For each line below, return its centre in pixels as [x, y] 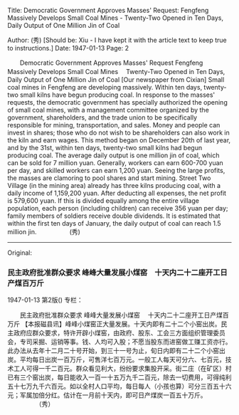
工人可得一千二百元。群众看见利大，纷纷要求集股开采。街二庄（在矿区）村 [122, 369]
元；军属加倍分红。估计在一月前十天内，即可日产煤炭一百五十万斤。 [107, 395]
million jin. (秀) [44, 232]
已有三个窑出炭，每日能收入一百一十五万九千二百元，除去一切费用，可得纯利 [119, 377]
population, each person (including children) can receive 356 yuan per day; [118, 208]
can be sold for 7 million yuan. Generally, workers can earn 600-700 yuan [116, 163]
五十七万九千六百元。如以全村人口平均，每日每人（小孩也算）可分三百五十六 [119, 387]
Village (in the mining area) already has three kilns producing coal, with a [114, 185]
